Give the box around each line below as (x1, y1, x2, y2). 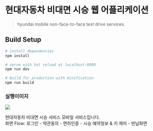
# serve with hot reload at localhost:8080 (5, 62, 96, 67)
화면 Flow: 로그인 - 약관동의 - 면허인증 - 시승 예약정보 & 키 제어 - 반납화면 (5, 121, 148, 127)
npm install (5, 53, 30, 58)
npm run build (5, 80, 35, 86)
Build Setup (5, 36, 41, 44)
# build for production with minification (5, 76, 94, 81)
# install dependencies (5, 48, 54, 53)
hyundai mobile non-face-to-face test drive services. (17, 21, 125, 27)
